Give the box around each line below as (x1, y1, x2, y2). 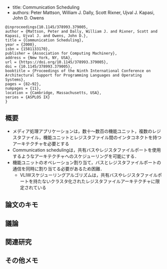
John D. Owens (12, 15, 44, 21)
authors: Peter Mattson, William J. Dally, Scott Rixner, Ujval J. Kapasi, (12, 10, 155, 16)
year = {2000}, (5, 42, 37, 47)
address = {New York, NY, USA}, (5, 55, 72, 60)
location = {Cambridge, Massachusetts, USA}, (5, 90, 101, 95)
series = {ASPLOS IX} (5, 95, 50, 100)
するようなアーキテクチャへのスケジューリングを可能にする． (12, 153, 139, 159)
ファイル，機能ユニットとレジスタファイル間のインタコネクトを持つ (21, 134, 161, 140)
